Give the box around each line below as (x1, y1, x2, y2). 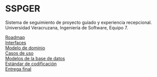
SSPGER (5, 3, 41, 14)
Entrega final (5, 66, 32, 72)
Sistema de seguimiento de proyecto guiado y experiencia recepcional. (5, 19, 152, 25)
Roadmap (5, 34, 25, 40)
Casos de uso (5, 50, 34, 56)
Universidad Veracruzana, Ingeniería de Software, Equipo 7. (5, 24, 128, 30)
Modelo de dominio (5, 45, 45, 51)
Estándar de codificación (5, 61, 57, 67)
